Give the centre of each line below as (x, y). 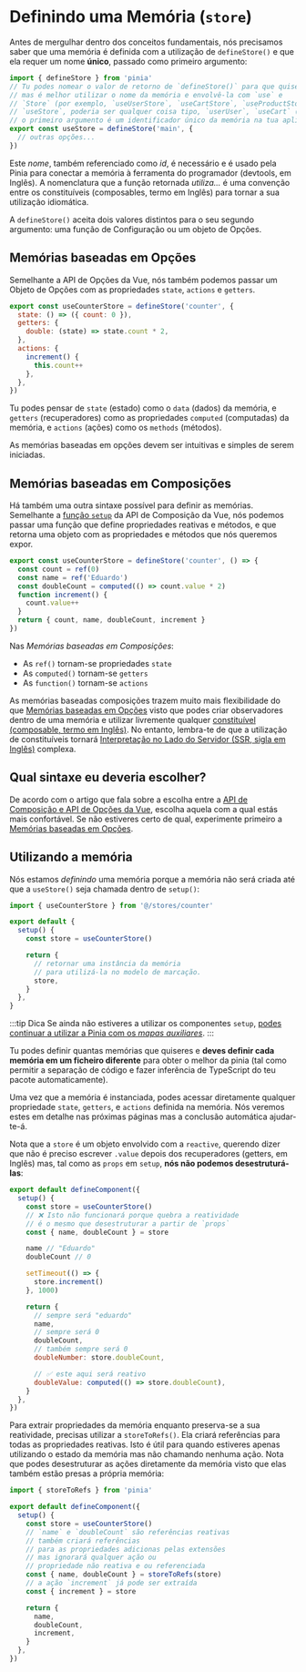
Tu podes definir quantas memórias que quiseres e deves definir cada (142, 1051)
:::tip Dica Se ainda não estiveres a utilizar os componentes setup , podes (146, 1024)
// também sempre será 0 (81, 1350)
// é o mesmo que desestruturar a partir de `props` (128, 1223)
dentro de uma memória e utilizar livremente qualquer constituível (133, 719)
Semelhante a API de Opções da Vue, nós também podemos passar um (143, 280)
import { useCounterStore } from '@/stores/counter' (112, 905)
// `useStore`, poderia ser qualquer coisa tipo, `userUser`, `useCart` (150, 112)
